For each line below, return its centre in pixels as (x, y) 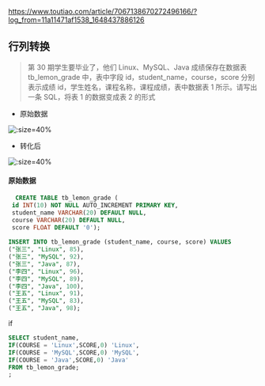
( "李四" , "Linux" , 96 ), (46, 271)
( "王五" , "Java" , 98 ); (44, 308)
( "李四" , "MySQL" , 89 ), (46, 279)
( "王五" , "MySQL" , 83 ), (46, 301)
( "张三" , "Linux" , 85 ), (46, 250)
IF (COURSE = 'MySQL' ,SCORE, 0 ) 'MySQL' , (74, 352)
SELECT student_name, (44, 338)
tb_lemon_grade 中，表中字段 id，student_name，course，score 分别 (141, 77)
